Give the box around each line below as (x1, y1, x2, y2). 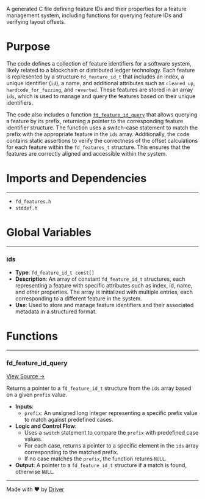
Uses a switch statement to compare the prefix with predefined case (24, 429, 199, 436)
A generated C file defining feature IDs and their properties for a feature (6, 6, 187, 12)
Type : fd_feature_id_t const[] (15, 269, 95, 276)
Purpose (6, 40, 51, 54)
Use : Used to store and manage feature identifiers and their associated (15, 302, 194, 309)
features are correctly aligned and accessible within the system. (6, 150, 168, 157)
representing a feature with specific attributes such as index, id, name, (15, 282, 193, 289)
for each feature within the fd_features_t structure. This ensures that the (6, 143, 190, 151)
